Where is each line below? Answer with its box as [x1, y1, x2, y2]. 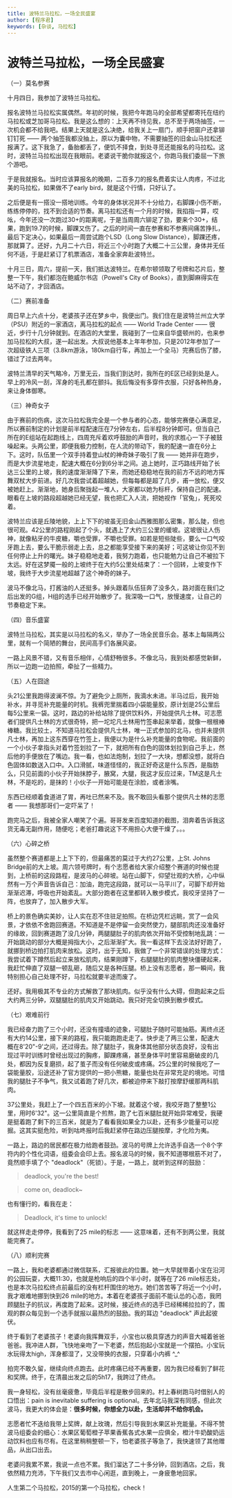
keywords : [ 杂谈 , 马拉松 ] [7, 23, 77, 30]
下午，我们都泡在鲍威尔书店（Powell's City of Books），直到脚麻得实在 [19, 274, 220, 282]
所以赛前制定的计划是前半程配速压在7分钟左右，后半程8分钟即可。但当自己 [7, 424, 220, 433]
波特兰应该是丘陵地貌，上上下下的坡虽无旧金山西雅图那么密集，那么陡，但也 [7, 517, 225, 525]
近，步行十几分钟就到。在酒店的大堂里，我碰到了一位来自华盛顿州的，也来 [7, 329, 219, 337]
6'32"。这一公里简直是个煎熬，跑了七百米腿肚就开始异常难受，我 [30, 1109, 217, 1117]
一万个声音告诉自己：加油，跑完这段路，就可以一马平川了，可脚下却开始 [19, 880, 225, 888]
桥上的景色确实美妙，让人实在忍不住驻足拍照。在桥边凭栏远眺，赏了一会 [7, 912, 213, 920]
